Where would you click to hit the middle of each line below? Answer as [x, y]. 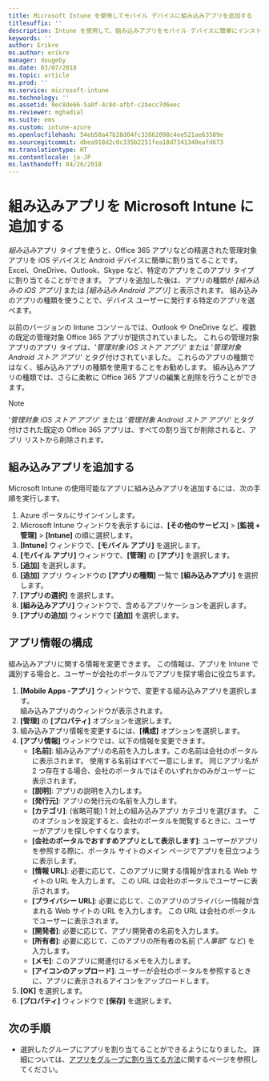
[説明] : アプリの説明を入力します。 [89, 791]
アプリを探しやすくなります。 [95, 831]
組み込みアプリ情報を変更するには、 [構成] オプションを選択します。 [132, 731]
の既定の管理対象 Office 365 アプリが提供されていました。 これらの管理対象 [134, 338]
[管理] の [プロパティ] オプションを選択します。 [98, 720]
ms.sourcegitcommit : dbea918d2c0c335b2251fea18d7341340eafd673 [116, 142]
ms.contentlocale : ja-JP [50, 157]
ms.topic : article [39, 75]
